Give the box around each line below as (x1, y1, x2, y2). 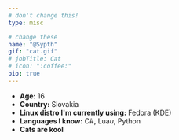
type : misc (8, 19, 44, 27)
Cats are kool (19, 124, 64, 134)
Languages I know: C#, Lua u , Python (19, 116, 141, 126)
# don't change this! (8, 11, 79, 20)
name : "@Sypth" (8, 40, 58, 48)
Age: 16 (19, 91, 46, 101)
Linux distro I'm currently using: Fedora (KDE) (19, 108, 172, 117)
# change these (8, 33, 58, 41)
